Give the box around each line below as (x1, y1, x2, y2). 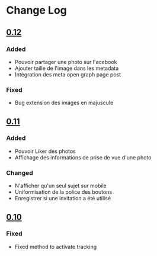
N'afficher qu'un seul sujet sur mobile (14, 182, 107, 190)
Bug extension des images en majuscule (14, 99, 114, 107)
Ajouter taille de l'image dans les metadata (14, 65, 119, 72)
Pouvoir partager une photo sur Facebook (14, 58, 117, 65)
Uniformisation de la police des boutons (14, 188, 113, 196)
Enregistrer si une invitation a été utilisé (14, 195, 111, 202)
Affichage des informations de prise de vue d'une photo (14, 153, 152, 161)
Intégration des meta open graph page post (14, 71, 121, 78)
